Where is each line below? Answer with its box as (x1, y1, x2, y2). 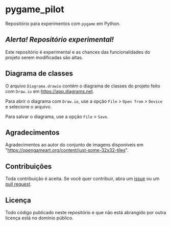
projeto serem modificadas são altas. (5, 54, 83, 60)
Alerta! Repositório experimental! (5, 35, 114, 44)
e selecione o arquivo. (5, 103, 52, 109)
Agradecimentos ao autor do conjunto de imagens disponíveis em (5, 142, 144, 148)
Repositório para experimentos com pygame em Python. (5, 20, 121, 27)
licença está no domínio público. (5, 215, 74, 221)
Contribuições (5, 162, 52, 171)
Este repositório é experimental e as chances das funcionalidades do (5, 49, 151, 55)
